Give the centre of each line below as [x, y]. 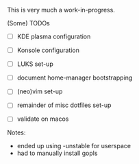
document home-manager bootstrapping [75, 78]
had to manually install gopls [57, 153]
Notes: [16, 132]
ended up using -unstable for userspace [74, 146]
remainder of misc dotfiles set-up [64, 105]
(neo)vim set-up [40, 91]
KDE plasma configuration [54, 36]
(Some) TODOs [28, 23]
